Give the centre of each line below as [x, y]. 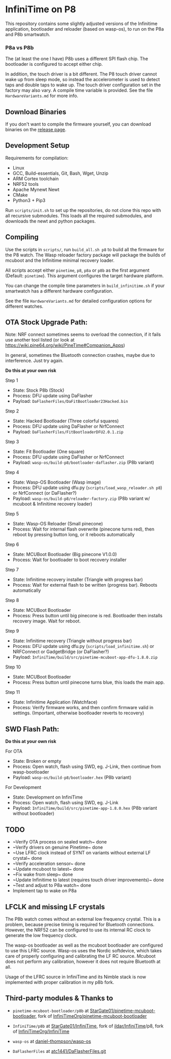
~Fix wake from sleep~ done [43, 875]
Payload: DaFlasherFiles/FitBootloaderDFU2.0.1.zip [68, 432]
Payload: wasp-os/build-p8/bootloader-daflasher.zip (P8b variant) [83, 463]
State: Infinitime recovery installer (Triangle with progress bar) [78, 580]
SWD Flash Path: [32, 729]
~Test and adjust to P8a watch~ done [52, 885]
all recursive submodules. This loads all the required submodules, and [79, 215]
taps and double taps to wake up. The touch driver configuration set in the [83, 85]
